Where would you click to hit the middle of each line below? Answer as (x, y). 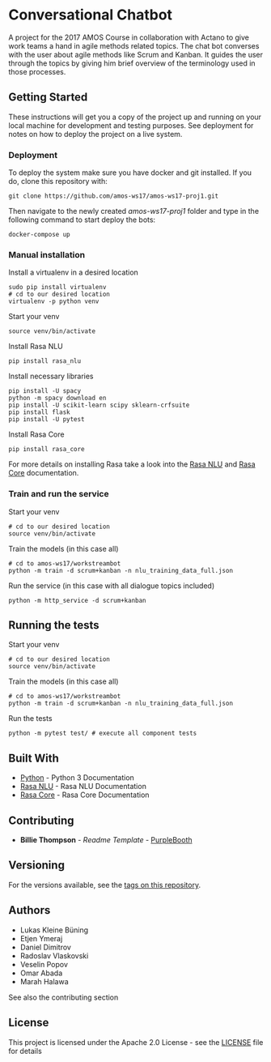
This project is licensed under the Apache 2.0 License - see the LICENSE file (136, 1042)
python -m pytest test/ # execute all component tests (103, 734)
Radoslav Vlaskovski (54, 955)
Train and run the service (59, 494)
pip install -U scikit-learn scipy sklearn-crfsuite (99, 405)
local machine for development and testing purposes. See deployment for (131, 125)
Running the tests (54, 625)
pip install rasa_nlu (45, 361)
